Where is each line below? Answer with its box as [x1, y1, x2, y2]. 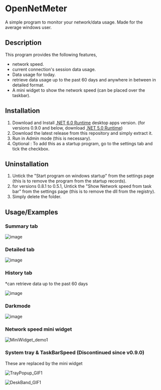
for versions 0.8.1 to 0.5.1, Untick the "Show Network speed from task [12, 183, 152, 189]
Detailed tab [5, 246, 35, 253]
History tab [5, 269, 33, 276]
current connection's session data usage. [12, 66, 96, 72]
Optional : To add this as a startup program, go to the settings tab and [12, 140, 153, 146]
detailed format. [12, 82, 45, 88]
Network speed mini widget [5, 326, 72, 333]
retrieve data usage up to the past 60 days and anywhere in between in [12, 77, 156, 82]
